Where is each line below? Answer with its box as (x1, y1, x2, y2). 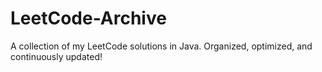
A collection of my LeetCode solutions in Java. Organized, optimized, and (10, 40, 313, 52)
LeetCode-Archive (10, 7, 167, 30)
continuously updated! (10, 50, 103, 62)
